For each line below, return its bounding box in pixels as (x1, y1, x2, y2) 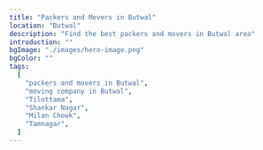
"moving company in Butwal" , (25, 86, 133, 95)
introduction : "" (9, 37, 73, 47)
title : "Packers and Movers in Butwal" (9, 12, 157, 22)
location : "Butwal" (9, 21, 81, 30)
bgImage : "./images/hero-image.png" (9, 46, 144, 55)
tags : (9, 63, 29, 71)
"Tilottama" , (25, 94, 73, 104)
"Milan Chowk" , (25, 111, 81, 120)
